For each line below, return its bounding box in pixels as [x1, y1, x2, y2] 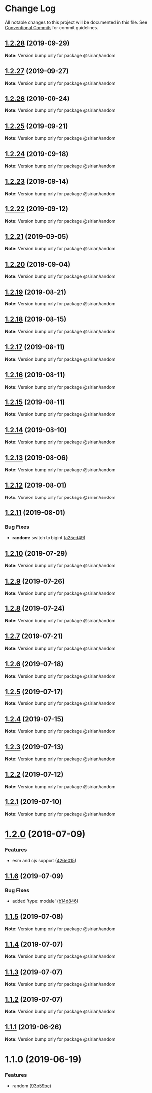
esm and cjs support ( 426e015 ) [12, 858, 77, 864]
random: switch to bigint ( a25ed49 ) [12, 535, 86, 541]
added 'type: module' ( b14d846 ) [12, 898, 79, 904]
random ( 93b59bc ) [12, 1083, 51, 1089]
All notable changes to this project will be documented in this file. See [5, 19, 148, 25]
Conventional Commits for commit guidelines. [5, 24, 98, 30]
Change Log [5, 3, 56, 14]
